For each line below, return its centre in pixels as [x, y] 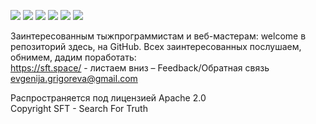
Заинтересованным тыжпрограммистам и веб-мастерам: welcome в [158, 36]
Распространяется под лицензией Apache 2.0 [108, 98]
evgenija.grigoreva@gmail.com [74, 78]
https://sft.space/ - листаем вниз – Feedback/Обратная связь [140, 68]
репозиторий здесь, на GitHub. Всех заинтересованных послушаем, [156, 46]
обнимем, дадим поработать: [73, 57]
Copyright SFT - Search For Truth [79, 108]
